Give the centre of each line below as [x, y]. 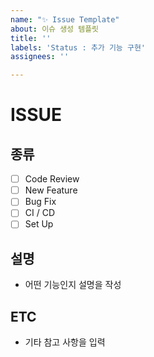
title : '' [31, 38]
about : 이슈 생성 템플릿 [55, 29]
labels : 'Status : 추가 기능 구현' [78, 47]
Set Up [39, 224]
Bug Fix [40, 202]
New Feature [51, 190]
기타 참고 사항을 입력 [65, 342]
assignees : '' [40, 57]
